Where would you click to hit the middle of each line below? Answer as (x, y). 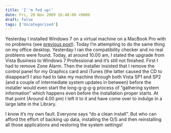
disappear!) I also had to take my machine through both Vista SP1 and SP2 (83, 77)
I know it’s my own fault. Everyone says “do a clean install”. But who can (81, 114)
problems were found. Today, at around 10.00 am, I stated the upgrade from (85, 55)
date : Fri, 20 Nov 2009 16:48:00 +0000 (48, 15)
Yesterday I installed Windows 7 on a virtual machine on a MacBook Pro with (86, 39)
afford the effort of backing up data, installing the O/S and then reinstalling (83, 119)
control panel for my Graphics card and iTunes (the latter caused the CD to (84, 72)
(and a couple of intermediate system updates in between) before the (78, 82)
